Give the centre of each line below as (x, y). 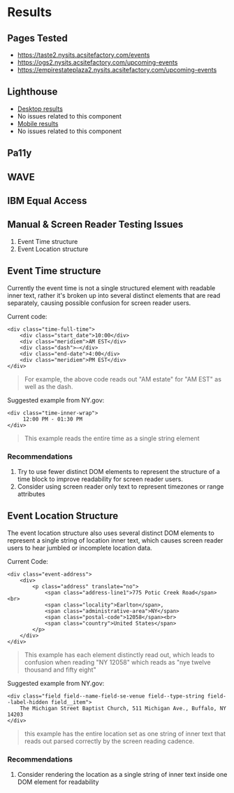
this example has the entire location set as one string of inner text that (125, 733)
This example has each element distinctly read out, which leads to (119, 655)
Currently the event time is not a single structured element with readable (111, 287)
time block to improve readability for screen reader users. (100, 479)
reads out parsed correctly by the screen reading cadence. (109, 741)
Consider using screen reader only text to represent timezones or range (120, 486)
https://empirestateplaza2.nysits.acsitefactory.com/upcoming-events (117, 70)
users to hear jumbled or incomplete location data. (80, 548)
